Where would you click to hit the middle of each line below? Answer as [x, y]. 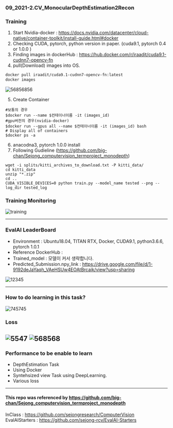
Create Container [31, 99]
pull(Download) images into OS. [46, 65]
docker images [21, 80]
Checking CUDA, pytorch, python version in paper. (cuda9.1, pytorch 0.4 [89, 44]
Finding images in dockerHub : [45, 55]
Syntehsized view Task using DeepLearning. [60, 376]
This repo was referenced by [37, 398]
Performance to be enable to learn [49, 353]
